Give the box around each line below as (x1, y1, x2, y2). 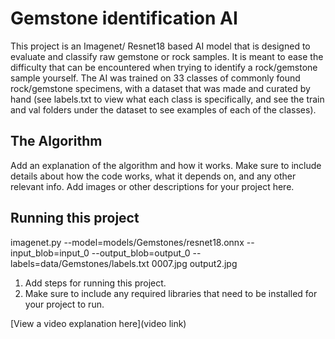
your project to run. (24, 298, 105, 310)
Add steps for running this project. (24, 277, 167, 289)
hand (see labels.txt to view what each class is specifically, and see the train (10, 93, 325, 105)
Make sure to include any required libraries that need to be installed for (24, 287, 318, 299)
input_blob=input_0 (10, 247, 90, 259)
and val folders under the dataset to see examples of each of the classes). (10, 103, 317, 116)
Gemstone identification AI (10, 7, 238, 30)
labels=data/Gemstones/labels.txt (10, 257, 150, 269)
